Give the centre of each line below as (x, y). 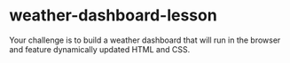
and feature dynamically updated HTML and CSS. (100, 49)
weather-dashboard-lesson (113, 16)
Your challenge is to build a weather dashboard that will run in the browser (145, 40)
